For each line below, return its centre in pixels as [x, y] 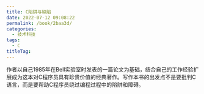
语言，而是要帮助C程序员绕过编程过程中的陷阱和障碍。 [75, 84]
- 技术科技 [24, 35]
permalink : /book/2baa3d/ [39, 23]
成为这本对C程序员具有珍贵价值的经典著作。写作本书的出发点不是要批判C [104, 77]
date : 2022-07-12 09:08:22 [41, 18]
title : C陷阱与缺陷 [29, 12]
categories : [21, 29]
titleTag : [19, 52]
